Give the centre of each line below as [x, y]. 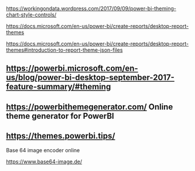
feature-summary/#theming [59, 87]
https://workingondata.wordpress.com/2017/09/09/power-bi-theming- [91, 9]
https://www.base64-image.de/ [44, 162]
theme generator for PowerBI [60, 116]
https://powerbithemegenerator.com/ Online [90, 107]
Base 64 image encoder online [43, 150]
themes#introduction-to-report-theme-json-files [64, 50]
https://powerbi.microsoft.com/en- [72, 68]
